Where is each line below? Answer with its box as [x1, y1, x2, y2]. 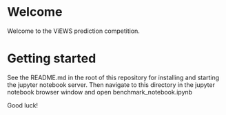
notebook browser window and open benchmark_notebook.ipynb [7, 88, 193, 96]
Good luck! [7, 101, 39, 110]
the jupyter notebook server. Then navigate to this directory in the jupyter [7, 80, 216, 89]
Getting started [7, 51, 96, 66]
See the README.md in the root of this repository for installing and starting [7, 73, 220, 81]
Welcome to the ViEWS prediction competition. [7, 27, 140, 35]
